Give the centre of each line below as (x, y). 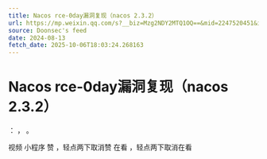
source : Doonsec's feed (48, 30)
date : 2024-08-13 (37, 38)
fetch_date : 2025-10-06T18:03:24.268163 (76, 45)
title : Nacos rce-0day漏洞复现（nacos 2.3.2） (83, 16)
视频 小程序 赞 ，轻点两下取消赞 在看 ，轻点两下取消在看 (100, 147)
